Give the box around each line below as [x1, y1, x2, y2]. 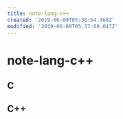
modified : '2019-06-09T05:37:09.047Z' [7, 23, 118, 30]
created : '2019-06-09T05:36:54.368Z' [7, 17, 115, 23]
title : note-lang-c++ [7, 10, 69, 17]
